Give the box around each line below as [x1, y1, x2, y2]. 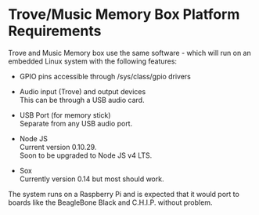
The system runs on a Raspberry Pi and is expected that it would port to [8, 189, 240, 199]
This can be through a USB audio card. [19, 95, 145, 104]
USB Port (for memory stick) [19, 110, 111, 119]
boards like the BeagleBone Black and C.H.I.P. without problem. [8, 198, 213, 207]
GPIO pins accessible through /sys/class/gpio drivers [19, 71, 192, 81]
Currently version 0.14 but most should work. [19, 174, 164, 184]
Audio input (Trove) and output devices [19, 86, 146, 96]
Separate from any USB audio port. [19, 118, 133, 128]
